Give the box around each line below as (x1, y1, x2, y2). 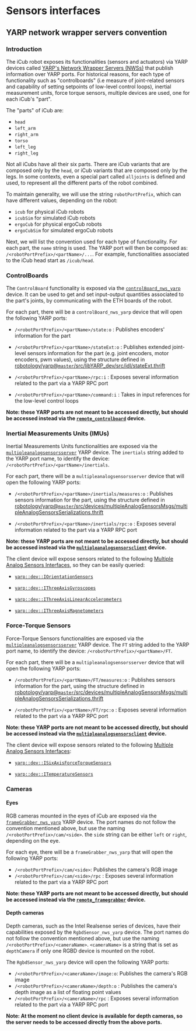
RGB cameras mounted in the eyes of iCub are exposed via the (6, 812, 157, 819)
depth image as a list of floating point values (14, 989, 121, 996)
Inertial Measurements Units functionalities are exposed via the (6, 443, 157, 450)
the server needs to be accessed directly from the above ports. (6, 1019, 162, 1026)
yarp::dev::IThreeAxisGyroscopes (14, 585, 96, 592)
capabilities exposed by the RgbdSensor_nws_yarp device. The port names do (6, 929, 190, 936)
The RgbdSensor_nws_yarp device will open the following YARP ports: (6, 958, 170, 966)
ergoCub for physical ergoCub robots (14, 221, 102, 228)
